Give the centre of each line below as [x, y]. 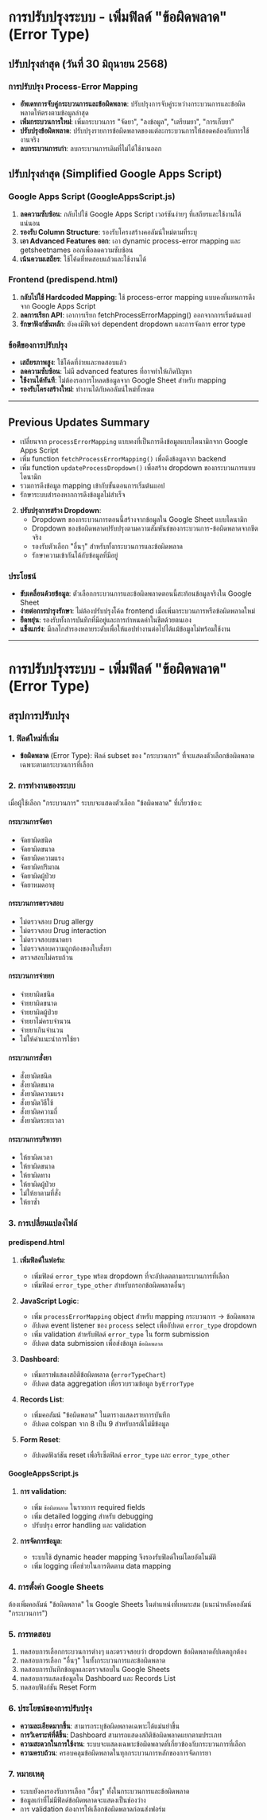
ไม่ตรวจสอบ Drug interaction [63, 930]
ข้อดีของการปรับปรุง [38, 344]
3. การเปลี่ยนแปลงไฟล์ [43, 1223]
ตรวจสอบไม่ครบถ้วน [46, 957]
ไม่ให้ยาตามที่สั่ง [40, 1193]
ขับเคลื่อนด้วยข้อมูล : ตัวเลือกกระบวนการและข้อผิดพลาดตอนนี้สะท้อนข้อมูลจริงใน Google [135, 593]
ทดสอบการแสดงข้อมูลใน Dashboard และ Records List [98, 1678]
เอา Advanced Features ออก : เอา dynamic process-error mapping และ [130, 241]
